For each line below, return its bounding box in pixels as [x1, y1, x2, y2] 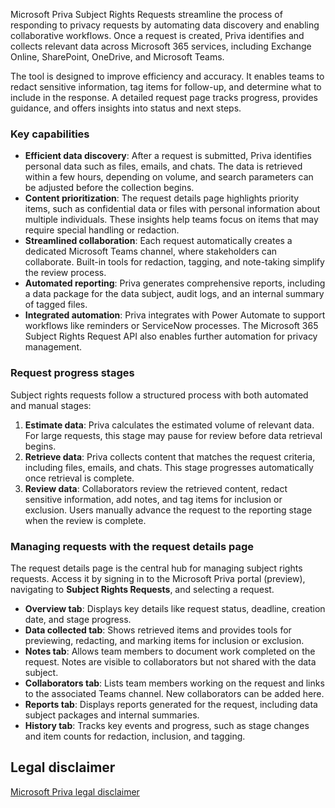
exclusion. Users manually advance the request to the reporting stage [24, 504, 313, 516]
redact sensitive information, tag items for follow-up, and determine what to [10, 81, 322, 93]
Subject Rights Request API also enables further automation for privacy [24, 330, 318, 343]
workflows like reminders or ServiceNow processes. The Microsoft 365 [24, 320, 319, 332]
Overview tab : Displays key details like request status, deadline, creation [24, 602, 326, 614]
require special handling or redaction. [24, 224, 180, 236]
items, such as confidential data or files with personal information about [24, 203, 321, 215]
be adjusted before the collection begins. [24, 182, 195, 194]
